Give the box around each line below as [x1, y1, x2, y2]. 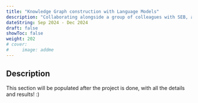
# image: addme [6, 47, 54, 53]
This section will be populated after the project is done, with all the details [6, 84, 185, 91]
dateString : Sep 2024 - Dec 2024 [6, 19, 88, 25]
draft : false [6, 25, 38, 31]
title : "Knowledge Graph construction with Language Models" [6, 8, 160, 15]
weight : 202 [6, 36, 35, 42]
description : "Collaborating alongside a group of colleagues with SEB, [6, 14, 189, 20]
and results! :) [6, 91, 40, 98]
